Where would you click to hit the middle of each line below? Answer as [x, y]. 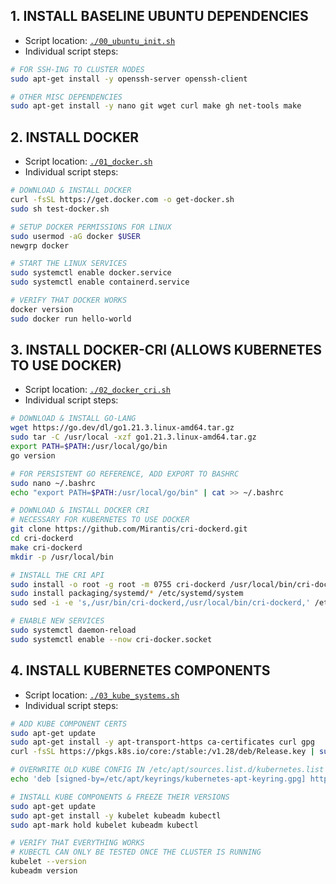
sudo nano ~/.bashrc [53, 483]
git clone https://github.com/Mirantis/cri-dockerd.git [129, 529]
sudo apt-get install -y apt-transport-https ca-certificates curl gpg [162, 742]
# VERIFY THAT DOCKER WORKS [69, 300]
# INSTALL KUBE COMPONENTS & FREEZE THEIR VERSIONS [120, 797]
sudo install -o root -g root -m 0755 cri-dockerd [118, 584]
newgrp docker [40, 245]
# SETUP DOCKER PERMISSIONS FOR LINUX [91, 227]
